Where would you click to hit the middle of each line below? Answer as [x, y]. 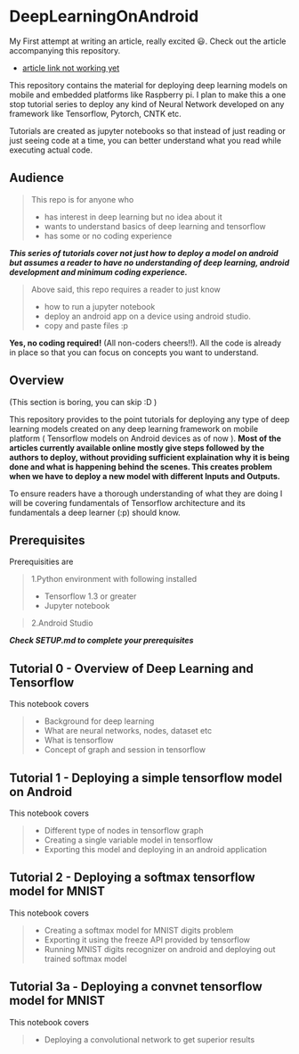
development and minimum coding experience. [99, 272]
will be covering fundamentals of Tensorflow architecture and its [128, 502]
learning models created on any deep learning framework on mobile [134, 428]
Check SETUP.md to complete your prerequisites [101, 641]
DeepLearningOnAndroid [104, 17]
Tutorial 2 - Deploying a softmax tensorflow [132, 878]
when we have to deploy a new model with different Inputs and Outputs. [145, 476]
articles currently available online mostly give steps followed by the [137, 447]
